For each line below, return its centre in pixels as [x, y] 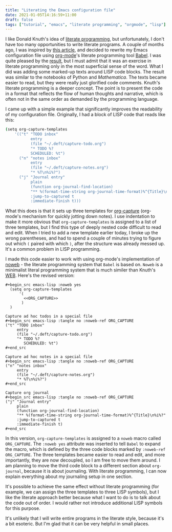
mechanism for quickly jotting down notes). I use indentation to [89, 216]
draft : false [19, 20]
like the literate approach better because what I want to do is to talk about [83, 498]
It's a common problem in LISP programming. [53, 249]
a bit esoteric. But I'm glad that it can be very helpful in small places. [77, 524]
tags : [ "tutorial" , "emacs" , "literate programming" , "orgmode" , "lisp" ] [86, 24]
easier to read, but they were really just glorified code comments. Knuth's [83, 83]
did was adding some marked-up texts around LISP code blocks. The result [85, 72]
